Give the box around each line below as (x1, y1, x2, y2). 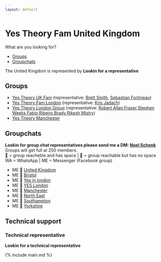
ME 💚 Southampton (12, 198, 51, 204)
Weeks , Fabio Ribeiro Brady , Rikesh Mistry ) (12, 110, 96, 116)
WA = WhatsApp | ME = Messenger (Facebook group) (5, 158, 113, 164)
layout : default (5, 7, 38, 12)
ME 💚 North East (12, 193, 45, 199)
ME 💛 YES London (12, 183, 48, 188)
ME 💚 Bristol (12, 172, 37, 178)
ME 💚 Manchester (12, 187, 48, 194)
